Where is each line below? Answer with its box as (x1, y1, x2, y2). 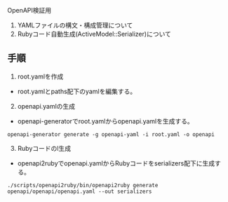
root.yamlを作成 (17, 72, 64, 81)
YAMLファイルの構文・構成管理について (17, 21, 133, 29)
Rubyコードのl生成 (17, 144, 72, 152)
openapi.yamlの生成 (17, 102, 76, 110)
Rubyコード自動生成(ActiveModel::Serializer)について (17, 30, 172, 38)
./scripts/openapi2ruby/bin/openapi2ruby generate (7, 182, 159, 189)
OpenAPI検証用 (7, 6, 52, 14)
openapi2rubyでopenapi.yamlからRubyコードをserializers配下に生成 (17, 159, 215, 167)
